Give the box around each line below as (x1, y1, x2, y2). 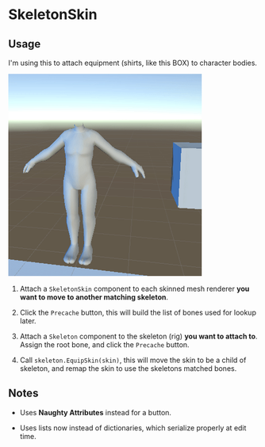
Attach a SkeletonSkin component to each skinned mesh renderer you (19, 284, 250, 293)
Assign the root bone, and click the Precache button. (19, 340, 190, 350)
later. (19, 316, 37, 326)
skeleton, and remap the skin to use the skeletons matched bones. (19, 364, 237, 373)
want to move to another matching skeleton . (19, 292, 169, 302)
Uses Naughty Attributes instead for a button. (19, 407, 172, 417)
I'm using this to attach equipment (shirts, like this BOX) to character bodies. (8, 58, 258, 67)
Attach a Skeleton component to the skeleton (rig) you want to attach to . (19, 331, 258, 341)
